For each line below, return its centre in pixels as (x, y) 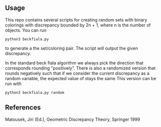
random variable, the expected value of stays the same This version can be (81, 78)
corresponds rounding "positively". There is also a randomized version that (80, 68)
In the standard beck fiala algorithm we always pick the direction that (74, 63)
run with (13, 84)
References (23, 108)
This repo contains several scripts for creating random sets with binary (76, 20)
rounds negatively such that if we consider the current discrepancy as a (77, 73)
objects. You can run (26, 30)
